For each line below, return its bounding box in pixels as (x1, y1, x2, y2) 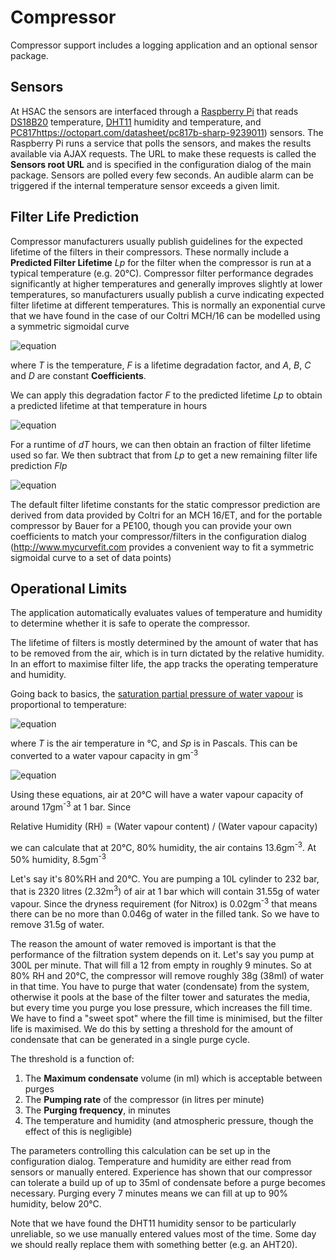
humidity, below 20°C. (10, 1198, 102, 1210)
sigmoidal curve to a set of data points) (10, 551, 172, 563)
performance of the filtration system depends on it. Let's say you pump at (10, 949, 315, 961)
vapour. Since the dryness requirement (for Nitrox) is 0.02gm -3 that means (10, 896, 318, 910)
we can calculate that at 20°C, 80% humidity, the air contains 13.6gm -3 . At (10, 839, 317, 853)
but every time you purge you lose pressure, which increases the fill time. (10, 1002, 313, 1014)
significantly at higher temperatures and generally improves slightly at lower (10, 277, 323, 290)
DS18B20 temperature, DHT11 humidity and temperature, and (10, 116, 262, 128)
